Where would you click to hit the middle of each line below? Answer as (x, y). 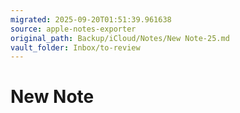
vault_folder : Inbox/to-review (75, 47)
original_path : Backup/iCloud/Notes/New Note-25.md (120, 38)
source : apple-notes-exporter (73, 29)
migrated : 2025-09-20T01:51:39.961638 (91, 19)
